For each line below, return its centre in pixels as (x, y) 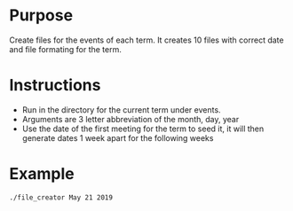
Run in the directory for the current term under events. (121, 109)
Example (42, 174)
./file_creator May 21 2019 (61, 197)
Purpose (41, 16)
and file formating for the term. (65, 49)
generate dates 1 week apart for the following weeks (118, 137)
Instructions (55, 86)
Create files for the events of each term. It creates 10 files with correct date (146, 40)
